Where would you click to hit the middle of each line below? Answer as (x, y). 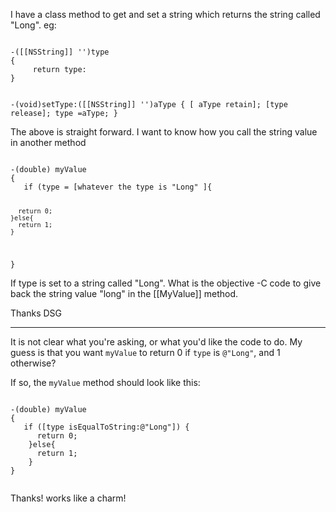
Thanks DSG (36, 313)
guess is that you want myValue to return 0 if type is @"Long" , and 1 (145, 352)
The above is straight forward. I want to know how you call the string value (164, 132)
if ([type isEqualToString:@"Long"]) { (106, 427)
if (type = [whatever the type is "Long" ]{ (118, 187)
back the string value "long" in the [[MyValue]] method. (124, 293)
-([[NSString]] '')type (60, 52)
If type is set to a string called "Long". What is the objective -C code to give (166, 283)
